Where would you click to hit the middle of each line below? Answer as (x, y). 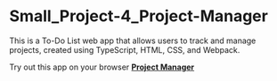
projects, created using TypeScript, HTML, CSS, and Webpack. (125, 49)
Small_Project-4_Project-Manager (139, 16)
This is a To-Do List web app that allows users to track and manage (133, 40)
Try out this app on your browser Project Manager (102, 67)
